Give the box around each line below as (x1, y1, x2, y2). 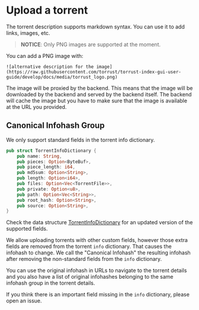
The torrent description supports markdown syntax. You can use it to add (6, 23, 185, 30)
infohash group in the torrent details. (6, 279, 95, 287)
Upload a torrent (6, 4, 88, 17)
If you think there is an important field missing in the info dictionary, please (6, 291, 190, 298)
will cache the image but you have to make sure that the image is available (6, 97, 188, 104)
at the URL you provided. (6, 103, 67, 110)
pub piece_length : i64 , (17, 164, 76, 170)
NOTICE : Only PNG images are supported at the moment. (20, 41, 161, 48)
